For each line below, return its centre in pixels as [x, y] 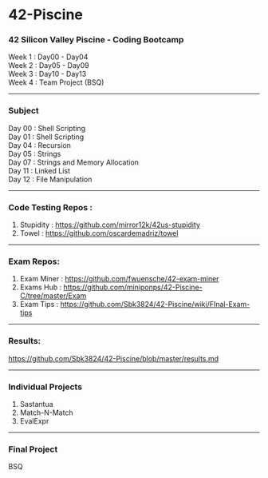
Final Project [33, 449]
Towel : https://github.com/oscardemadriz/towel [99, 233]
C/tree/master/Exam [53, 296]
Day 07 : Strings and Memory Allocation [74, 162]
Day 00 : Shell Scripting [47, 128]
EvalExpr [34, 420]
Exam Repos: [34, 261]
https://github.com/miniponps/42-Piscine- [133, 287]
